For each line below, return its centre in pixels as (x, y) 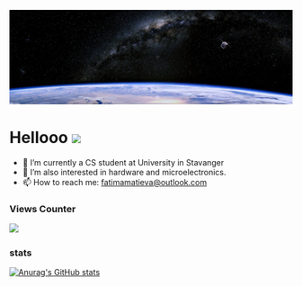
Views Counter (43, 209)
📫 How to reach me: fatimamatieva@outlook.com (115, 182)
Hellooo (39, 138)
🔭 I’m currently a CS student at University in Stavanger (123, 162)
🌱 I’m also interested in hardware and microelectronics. (124, 172)
